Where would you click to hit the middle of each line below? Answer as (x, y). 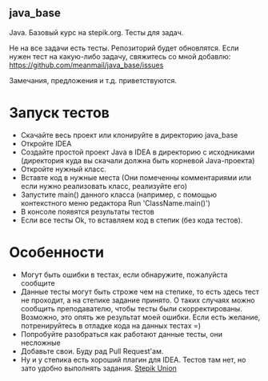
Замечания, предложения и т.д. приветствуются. (93, 80)
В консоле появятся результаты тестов (87, 211)
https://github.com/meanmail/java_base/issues (86, 65)
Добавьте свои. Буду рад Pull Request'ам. (92, 351)
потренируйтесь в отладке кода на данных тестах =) (111, 325)
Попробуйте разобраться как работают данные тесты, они (122, 334)
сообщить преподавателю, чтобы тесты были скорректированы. (131, 308)
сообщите (38, 283)
